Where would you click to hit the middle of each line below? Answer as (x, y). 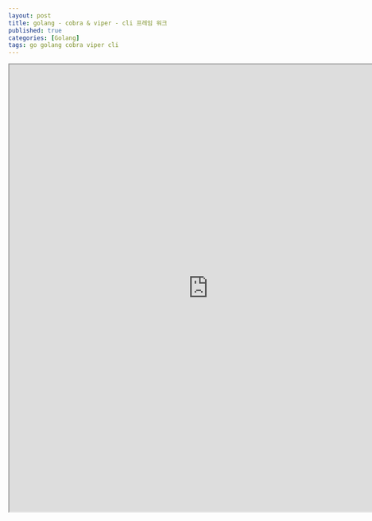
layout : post (30, 16)
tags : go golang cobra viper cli (64, 45)
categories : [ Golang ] (44, 38)
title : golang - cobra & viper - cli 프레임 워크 (88, 23)
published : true (35, 30)
